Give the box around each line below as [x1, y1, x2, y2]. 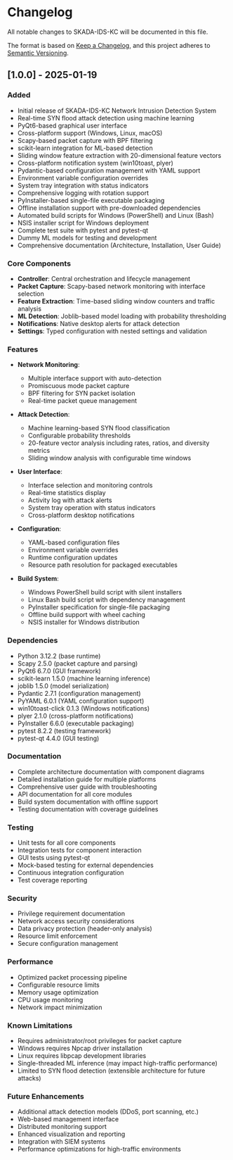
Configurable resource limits [17, 980, 100, 989]
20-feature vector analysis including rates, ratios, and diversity [27, 439, 210, 447]
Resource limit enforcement [17, 932, 98, 940]
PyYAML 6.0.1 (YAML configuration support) [17, 697, 145, 705]
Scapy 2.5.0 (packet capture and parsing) [17, 659, 138, 668]
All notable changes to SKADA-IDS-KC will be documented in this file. [7, 27, 208, 36]
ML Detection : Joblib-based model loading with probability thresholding [17, 311, 227, 320]
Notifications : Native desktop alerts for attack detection [17, 319, 180, 328]
